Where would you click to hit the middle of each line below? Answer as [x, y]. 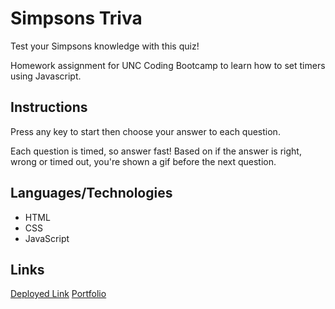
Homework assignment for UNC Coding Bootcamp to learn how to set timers [168, 65]
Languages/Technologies [91, 193]
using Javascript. [46, 76]
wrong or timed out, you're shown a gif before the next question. [143, 161]
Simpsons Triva [76, 18]
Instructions [49, 107]
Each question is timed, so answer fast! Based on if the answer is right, [156, 151]
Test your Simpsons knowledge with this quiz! [105, 46]
